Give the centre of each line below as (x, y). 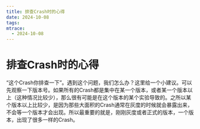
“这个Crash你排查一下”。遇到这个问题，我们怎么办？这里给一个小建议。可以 (99, 83)
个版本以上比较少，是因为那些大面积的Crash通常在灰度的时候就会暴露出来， (100, 105)
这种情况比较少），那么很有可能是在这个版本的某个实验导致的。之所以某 (104, 97)
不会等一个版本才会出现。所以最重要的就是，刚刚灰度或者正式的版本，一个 (97, 112)
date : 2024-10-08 (28, 17)
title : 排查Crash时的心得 (36, 12)
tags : (13, 23)
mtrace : (16, 28)
